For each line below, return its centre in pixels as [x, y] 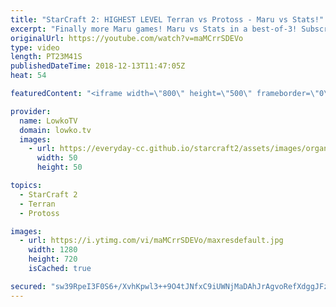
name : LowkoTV [48, 121]
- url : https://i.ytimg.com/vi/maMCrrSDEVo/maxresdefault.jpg [151, 241]
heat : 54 [28, 76]
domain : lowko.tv [55, 130]
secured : [28, 286]
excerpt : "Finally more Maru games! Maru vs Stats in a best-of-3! [154, 29]
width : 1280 [53, 250]
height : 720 [53, 259]
